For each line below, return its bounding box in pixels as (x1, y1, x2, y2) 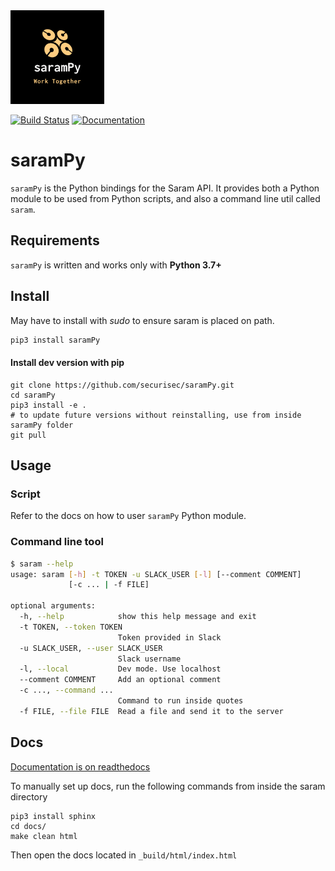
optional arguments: (10, 601, 97, 611)
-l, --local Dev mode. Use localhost (19, 664, 222, 674)
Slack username (117, 654, 182, 664)
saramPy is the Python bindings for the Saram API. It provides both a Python (10, 182, 320, 194)
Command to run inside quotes (117, 696, 244, 706)
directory (10, 790, 48, 803)
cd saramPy (10, 390, 56, 400)
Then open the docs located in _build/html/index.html (10, 849, 238, 861)
